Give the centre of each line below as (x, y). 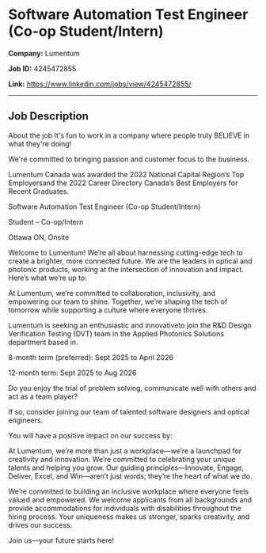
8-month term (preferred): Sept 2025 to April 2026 (91, 357)
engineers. (26, 420)
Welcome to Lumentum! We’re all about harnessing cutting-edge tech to (125, 252)
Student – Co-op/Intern (46, 222)
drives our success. (40, 525)
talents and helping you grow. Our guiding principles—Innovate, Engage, (126, 468)
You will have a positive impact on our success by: (90, 435)
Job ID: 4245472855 (42, 68)
